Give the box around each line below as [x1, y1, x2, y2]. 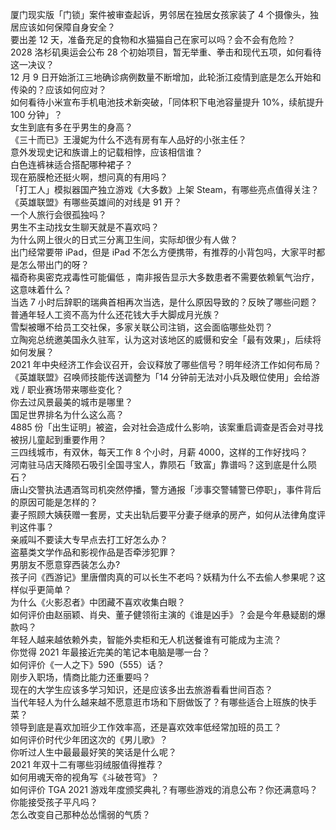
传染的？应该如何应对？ [10, 84, 107, 95]
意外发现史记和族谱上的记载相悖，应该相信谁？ [10, 146, 203, 158]
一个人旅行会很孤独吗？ [10, 209, 107, 220]
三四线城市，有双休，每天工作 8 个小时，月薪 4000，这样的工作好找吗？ [10, 446, 309, 458]
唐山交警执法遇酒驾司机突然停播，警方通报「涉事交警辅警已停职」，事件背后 [10, 484, 322, 495]
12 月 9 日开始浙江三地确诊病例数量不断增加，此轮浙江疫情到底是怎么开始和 [10, 71, 322, 83]
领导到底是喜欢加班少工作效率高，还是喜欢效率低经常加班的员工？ [10, 721, 282, 733]
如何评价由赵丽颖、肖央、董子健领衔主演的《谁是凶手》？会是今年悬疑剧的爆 [10, 609, 326, 620]
